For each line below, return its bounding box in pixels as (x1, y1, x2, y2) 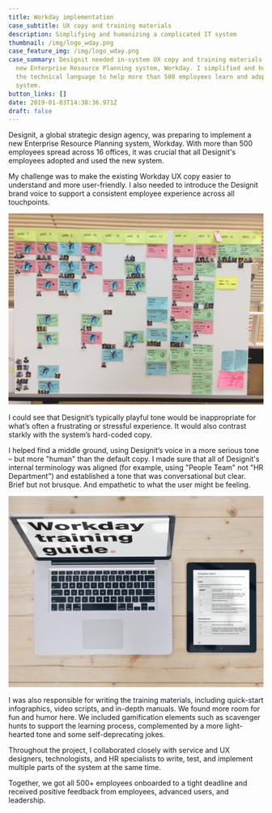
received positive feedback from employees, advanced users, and (8, 787, 229, 797)
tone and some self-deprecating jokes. (36, 730, 166, 739)
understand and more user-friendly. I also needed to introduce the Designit (8, 180, 259, 190)
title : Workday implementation (8, 13, 114, 21)
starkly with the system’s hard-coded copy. (8, 430, 152, 440)
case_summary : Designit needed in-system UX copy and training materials (8, 56, 263, 64)
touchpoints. (8, 197, 50, 207)
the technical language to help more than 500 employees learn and (15, 73, 249, 81)
